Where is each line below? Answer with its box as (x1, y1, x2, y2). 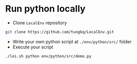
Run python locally (5, 3, 86, 15)
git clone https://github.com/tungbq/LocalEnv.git (5, 29, 114, 34)
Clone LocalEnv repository (12, 20, 67, 26)
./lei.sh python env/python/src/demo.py (5, 53, 92, 58)
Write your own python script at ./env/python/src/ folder (12, 38, 132, 44)
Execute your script (12, 44, 54, 50)
